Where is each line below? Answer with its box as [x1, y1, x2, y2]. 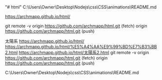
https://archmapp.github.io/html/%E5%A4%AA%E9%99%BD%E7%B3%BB [5, 44, 157, 49]
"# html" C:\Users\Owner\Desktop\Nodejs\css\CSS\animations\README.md [5, 4, 157, 10]
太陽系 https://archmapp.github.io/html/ [5, 39, 85, 44]
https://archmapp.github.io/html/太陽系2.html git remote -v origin [18, 50, 149, 55]
